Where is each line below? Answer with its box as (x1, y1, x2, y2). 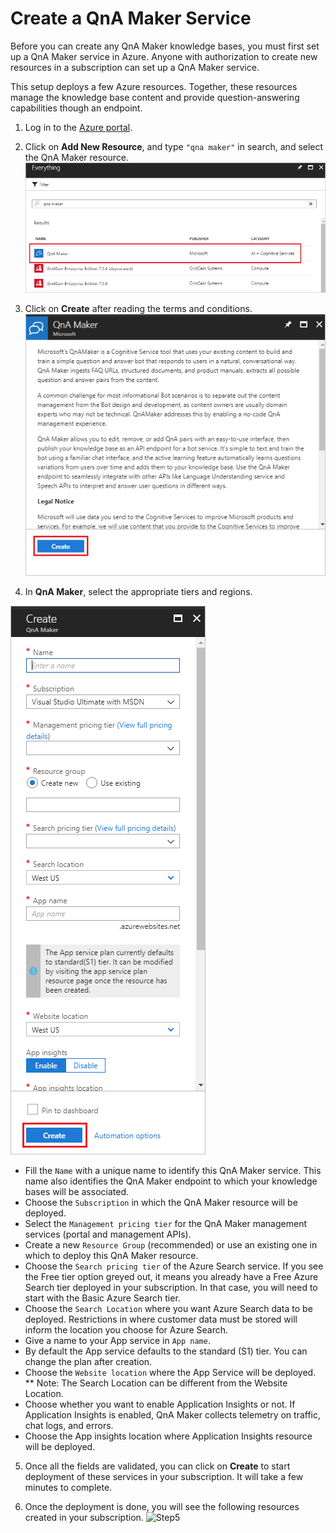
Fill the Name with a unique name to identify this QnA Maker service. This (24, 1164, 322, 1176)
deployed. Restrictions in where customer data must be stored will (24, 1313, 298, 1325)
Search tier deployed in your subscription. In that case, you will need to (24, 1281, 318, 1293)
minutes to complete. (24, 1481, 113, 1493)
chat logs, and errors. (24, 1419, 114, 1431)
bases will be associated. (24, 1185, 129, 1197)
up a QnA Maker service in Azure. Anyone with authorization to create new (10, 50, 318, 62)
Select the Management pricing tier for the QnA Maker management (24, 1217, 307, 1229)
